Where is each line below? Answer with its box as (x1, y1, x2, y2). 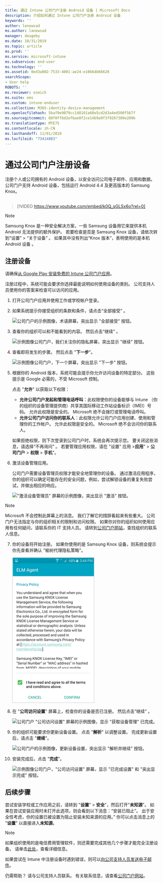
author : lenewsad (5, 23, 40, 28)
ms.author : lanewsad (5, 28, 47, 34)
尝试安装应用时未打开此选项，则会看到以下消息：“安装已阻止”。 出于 (13, 808, 150, 814)
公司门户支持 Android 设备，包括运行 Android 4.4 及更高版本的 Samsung (5, 183, 150, 188)
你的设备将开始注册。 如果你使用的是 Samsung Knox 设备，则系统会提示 (12, 541, 157, 547)
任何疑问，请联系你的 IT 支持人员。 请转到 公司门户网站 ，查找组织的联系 (13, 525, 157, 531)
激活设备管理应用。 (12, 460, 51, 466)
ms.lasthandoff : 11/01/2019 (5, 131, 62, 136)
